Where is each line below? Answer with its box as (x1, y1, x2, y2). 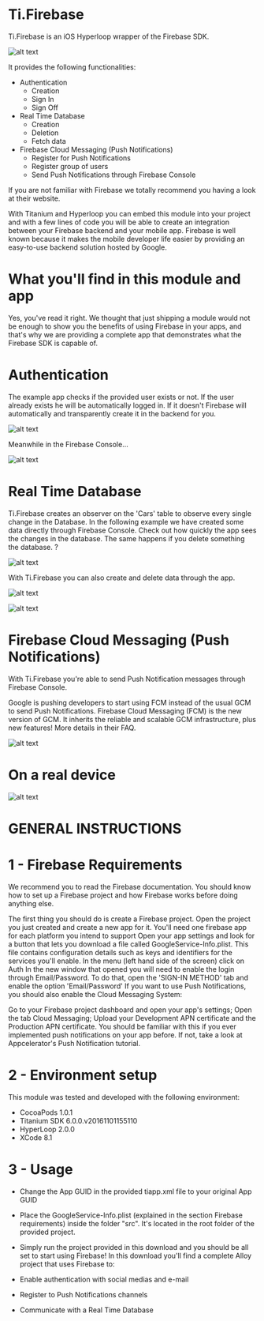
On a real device (8, 766, 117, 784)
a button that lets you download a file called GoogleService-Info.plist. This (8, 939, 249, 949)
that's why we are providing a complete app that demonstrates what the (8, 329, 242, 339)
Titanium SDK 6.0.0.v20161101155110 (19, 1116, 138, 1125)
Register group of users (31, 161, 109, 171)
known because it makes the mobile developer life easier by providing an (8, 234, 246, 243)
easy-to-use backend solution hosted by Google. (8, 243, 167, 252)
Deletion (31, 128, 59, 137)
